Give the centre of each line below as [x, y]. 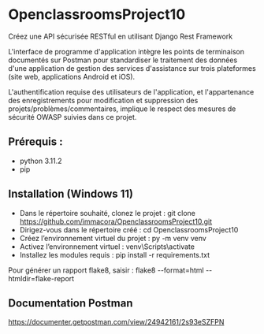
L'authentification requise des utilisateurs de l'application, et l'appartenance [131, 91]
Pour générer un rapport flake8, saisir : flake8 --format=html [106, 270]
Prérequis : [35, 142]
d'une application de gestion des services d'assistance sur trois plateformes [132, 68]
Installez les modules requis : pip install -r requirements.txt [115, 254]
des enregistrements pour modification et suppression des [103, 100]
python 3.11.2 [41, 161]
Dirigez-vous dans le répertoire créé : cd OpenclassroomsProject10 [129, 229]
